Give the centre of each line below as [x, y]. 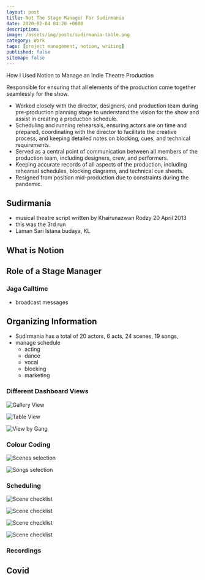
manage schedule [38, 343]
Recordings [24, 551]
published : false [28, 52]
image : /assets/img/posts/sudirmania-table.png [68, 35]
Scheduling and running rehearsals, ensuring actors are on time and [101, 125]
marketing [37, 375]
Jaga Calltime [27, 289]
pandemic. [29, 184]
